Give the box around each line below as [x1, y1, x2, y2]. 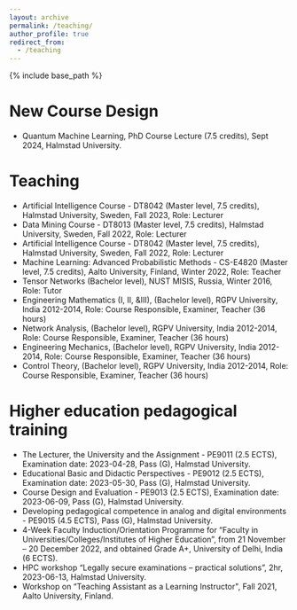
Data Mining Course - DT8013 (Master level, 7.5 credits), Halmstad [21, 219, 264, 230]
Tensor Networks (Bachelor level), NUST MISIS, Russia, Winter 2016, [21, 276, 273, 286]
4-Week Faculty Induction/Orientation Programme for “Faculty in [21, 524, 259, 535]
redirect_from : [9, 37, 66, 47]
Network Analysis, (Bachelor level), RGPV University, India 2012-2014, [21, 323, 277, 333]
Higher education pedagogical [9, 401, 238, 421]
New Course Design [9, 101, 160, 121]
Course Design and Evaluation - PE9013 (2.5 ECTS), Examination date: [21, 487, 279, 497]
